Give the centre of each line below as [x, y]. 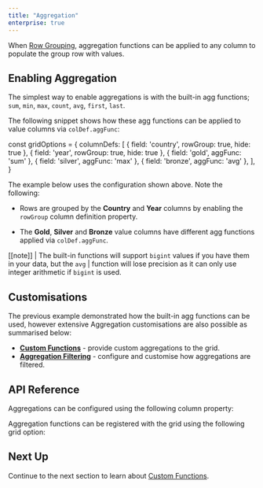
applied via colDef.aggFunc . [64, 240]
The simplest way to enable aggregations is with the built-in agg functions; [129, 97]
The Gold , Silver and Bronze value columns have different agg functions [137, 232]
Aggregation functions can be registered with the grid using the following [126, 423]
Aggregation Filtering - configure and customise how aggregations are [135, 357]
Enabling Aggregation [63, 78]
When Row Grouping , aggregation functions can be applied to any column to [132, 45]
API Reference [44, 389]
